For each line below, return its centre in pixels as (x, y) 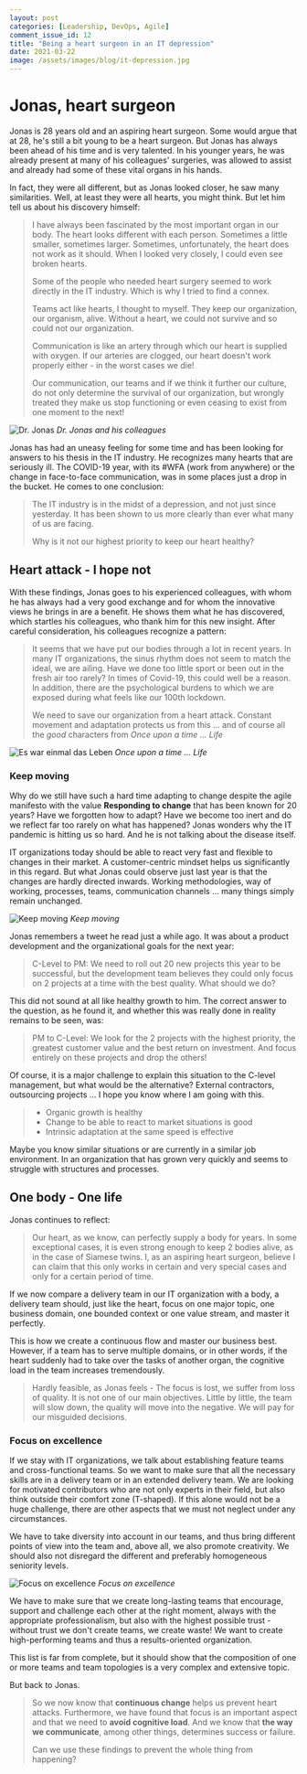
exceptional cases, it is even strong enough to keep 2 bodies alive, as (163, 1247)
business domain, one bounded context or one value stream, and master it (149, 1313)
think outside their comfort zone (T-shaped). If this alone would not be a (145, 1500)
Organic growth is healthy (94, 1113)
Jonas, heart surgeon (93, 106)
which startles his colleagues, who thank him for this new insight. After (143, 621)
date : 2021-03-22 (42, 52)
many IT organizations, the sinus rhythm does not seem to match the (161, 658)
